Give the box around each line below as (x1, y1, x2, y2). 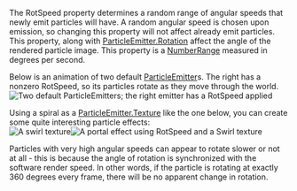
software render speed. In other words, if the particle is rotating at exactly (9, 163, 279, 172)
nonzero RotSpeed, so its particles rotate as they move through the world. (9, 81, 279, 91)
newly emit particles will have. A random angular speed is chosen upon (9, 17, 270, 27)
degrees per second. (9, 55, 86, 65)
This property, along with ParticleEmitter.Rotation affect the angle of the (9, 35, 271, 46)
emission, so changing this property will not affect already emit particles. (9, 27, 275, 36)
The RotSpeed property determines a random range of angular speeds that (9, 8, 284, 18)
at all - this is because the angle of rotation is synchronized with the (9, 153, 257, 163)
